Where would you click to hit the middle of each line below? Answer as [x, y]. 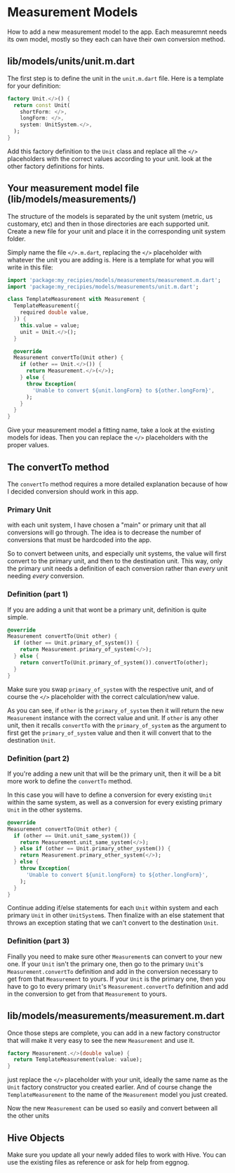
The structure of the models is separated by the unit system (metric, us [110, 216]
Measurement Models [73, 12]
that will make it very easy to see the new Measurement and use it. [101, 1040]
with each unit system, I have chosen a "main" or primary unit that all [107, 525]
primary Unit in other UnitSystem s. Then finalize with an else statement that [116, 916]
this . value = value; [50, 325]
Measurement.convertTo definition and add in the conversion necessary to [113, 971]
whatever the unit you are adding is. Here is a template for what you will [111, 259]
